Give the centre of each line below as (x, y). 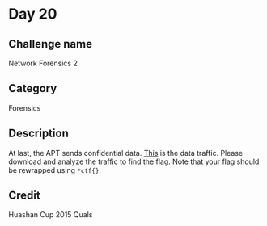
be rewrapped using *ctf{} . (55, 169)
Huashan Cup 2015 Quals (51, 215)
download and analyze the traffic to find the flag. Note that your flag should (134, 161)
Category (33, 88)
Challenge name (51, 44)
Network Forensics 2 (43, 63)
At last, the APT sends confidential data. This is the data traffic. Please (126, 153)
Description (38, 134)
